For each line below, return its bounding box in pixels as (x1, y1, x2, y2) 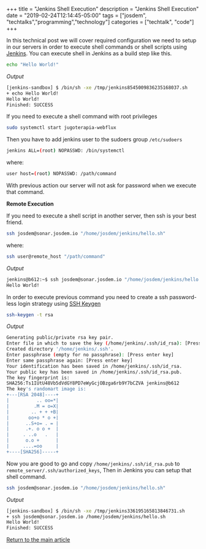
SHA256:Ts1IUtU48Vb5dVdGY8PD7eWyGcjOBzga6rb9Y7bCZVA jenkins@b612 (6, 380, 180, 386)
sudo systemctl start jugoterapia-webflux (6, 125, 116, 131)
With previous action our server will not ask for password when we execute (6, 182, 197, 189)
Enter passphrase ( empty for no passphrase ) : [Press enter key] (6, 352, 174, 358)
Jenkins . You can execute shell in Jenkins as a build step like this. (6, 50, 172, 57)
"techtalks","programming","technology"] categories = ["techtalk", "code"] (6, 18, 194, 25)
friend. (6, 219, 23, 226)
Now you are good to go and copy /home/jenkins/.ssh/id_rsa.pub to (6, 460, 180, 467)
